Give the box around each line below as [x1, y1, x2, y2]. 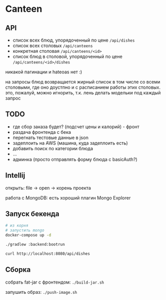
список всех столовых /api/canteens [12, 43, 93, 49]
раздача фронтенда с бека [12, 129, 72, 135]
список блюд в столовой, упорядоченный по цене [12, 53, 123, 59]
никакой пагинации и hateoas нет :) [5, 69, 83, 75]
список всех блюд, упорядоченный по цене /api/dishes [12, 37, 135, 43]
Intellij [5, 171, 26, 180]
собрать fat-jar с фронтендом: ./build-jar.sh [5, 279, 105, 285]
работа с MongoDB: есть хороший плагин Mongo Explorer [5, 194, 131, 201]
